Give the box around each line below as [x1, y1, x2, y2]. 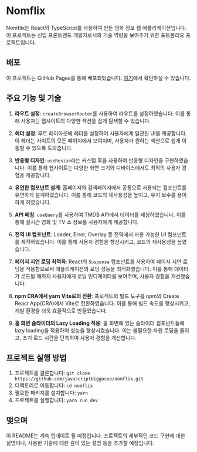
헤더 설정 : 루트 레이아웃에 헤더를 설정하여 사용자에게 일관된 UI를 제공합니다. [14, 130, 188, 137]
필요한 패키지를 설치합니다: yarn [14, 389, 88, 396]
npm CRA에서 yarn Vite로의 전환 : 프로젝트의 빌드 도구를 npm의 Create [14, 292, 179, 300]
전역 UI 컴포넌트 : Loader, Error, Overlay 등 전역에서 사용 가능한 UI [14, 230, 167, 238]
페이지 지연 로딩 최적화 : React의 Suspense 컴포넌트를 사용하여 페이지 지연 [14, 258, 182, 265]
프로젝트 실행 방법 [6, 353, 67, 363]
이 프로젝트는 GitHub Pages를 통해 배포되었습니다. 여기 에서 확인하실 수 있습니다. [6, 74, 191, 81]
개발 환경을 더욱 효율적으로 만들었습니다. [14, 307, 107, 314]
